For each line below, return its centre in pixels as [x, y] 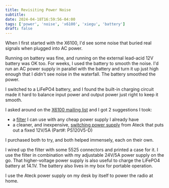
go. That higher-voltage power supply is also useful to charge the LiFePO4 [83, 161]
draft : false [19, 29]
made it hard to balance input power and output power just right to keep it [82, 95]
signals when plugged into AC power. [44, 48]
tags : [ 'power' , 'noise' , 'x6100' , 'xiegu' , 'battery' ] [65, 24]
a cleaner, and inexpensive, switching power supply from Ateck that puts [88, 125]
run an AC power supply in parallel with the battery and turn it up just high [82, 69]
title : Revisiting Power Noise [38, 10]
